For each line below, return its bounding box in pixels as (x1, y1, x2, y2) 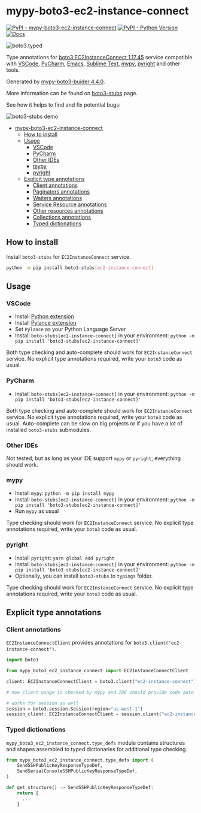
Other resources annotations (32, 207, 103, 214)
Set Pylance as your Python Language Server (14, 325, 126, 333)
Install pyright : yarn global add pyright (14, 554, 115, 561)
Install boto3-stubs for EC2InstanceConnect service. (6, 253, 132, 260)
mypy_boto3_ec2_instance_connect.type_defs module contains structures (6, 739, 185, 746)
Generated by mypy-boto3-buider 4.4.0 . (6, 78, 105, 85)
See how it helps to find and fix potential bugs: (6, 101, 121, 108)
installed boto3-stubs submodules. (6, 426, 92, 433)
